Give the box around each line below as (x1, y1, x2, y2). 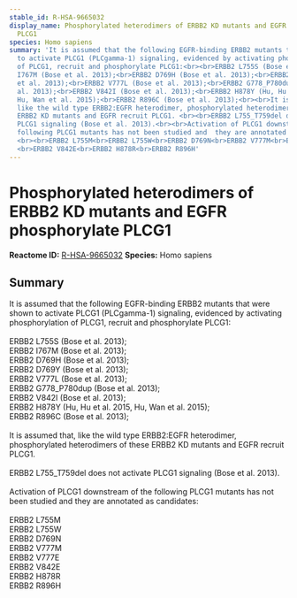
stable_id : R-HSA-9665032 (9, 12, 104, 22)
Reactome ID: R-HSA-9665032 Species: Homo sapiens (9, 249, 212, 260)
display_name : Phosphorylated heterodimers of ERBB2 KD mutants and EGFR (9, 21, 287, 30)
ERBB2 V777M (9, 543, 62, 554)
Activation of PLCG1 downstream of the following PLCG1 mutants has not (9, 487, 274, 497)
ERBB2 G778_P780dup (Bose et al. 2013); (9, 383, 161, 394)
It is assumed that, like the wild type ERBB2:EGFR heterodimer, (9, 430, 237, 441)
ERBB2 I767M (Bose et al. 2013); (9, 346, 126, 356)
